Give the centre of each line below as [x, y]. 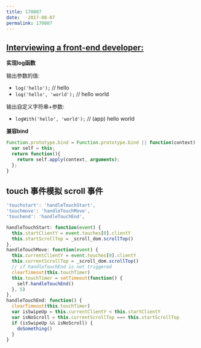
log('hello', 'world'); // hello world [62, 94]
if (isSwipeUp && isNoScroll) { [53, 323]
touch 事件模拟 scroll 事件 [55, 191]
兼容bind [18, 131]
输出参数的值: [23, 76]
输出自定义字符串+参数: [35, 107]
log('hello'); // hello [42, 88]
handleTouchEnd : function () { [44, 301]
